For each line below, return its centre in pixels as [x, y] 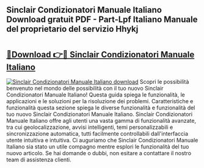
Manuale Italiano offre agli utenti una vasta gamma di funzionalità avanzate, [101, 121]
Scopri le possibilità [164, 82]
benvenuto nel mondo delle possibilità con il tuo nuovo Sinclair [85, 88]
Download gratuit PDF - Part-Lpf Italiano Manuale [102, 20]
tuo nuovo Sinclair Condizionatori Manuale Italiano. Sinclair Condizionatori [100, 114]
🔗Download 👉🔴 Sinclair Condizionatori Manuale [100, 54]
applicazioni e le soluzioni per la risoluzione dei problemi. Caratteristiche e [100, 101]
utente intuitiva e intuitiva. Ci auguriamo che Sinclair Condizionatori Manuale [102, 140]
